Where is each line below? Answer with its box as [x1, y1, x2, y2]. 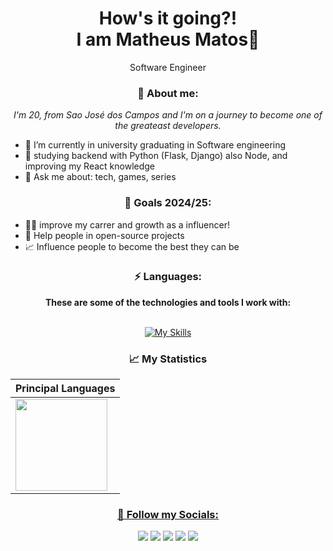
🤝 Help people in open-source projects [24, 229, 185, 241]
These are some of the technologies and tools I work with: [44, 296, 292, 308]
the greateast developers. [114, 120, 222, 132]
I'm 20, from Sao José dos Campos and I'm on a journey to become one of [13, 109, 323, 121]
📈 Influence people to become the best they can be [24, 240, 240, 252]
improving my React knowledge [24, 160, 156, 172]
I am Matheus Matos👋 [76, 28, 260, 51]
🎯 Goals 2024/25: [124, 196, 212, 210]
